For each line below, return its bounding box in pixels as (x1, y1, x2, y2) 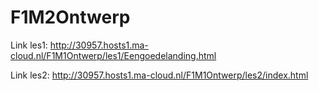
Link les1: (10, 39, 48, 51)
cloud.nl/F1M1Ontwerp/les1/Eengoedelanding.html (10, 49, 217, 61)
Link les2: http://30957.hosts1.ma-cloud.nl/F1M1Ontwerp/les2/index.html (10, 69, 309, 81)
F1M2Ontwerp (10, 6, 131, 29)
